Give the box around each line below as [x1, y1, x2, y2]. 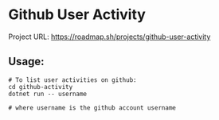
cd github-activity [8, 83, 73, 91]
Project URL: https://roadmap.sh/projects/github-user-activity [8, 32, 211, 41]
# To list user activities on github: [8, 75, 137, 84]
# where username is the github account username [8, 103, 177, 112]
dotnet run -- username [8, 90, 88, 98]
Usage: [8, 55, 45, 68]
